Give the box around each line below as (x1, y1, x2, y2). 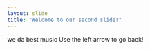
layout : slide (7, 10, 48, 17)
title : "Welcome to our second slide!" (7, 16, 122, 23)
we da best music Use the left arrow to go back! (7, 35, 144, 43)
